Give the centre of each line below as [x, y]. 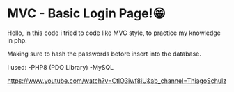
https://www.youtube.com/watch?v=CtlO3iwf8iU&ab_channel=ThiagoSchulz [117, 80]
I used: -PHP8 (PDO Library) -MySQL [61, 67]
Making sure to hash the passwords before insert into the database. [104, 54]
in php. [17, 40]
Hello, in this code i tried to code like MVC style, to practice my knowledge [114, 33]
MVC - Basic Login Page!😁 [86, 14]
